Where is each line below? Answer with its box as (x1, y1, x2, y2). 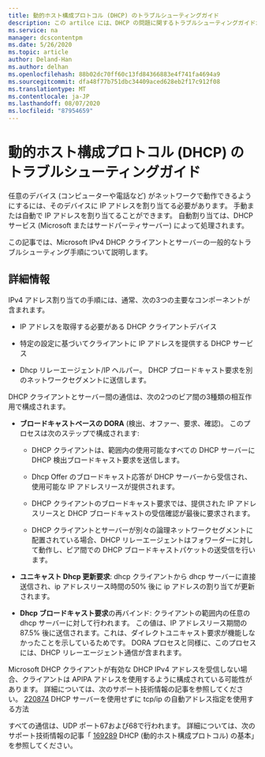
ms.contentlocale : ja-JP (8, 92, 90, 100)
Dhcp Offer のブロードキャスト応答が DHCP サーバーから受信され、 (31, 472, 252, 481)
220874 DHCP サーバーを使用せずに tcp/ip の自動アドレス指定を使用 (23, 694, 247, 703)
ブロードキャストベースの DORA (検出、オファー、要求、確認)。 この (19, 418, 244, 427)
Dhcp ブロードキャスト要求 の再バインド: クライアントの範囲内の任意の (19, 608, 251, 617)
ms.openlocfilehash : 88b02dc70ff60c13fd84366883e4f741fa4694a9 (8, 70, 221, 78)
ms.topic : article (8, 48, 69, 56)
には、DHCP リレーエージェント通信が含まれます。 (19, 647, 186, 657)
